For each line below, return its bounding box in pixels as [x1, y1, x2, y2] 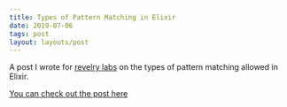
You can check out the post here [9, 88, 128, 99]
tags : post [9, 29, 50, 38]
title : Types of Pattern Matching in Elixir [9, 12, 176, 22]
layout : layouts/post [9, 37, 89, 47]
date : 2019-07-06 [9, 21, 74, 30]
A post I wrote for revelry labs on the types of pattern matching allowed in [9, 62, 279, 73]
